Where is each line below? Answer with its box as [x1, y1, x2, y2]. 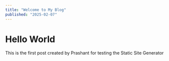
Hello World [5, 33, 55, 45]
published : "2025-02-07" [5, 12, 57, 17]
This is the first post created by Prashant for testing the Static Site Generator [5, 50, 164, 56]
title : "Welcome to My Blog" [5, 7, 66, 12]
